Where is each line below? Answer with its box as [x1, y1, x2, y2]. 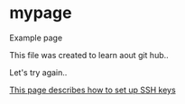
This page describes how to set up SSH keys [9, 84, 176, 95]
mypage [9, 3, 72, 23]
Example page [9, 32, 63, 43]
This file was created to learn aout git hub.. [9, 49, 169, 60]
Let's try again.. [9, 66, 68, 78]
